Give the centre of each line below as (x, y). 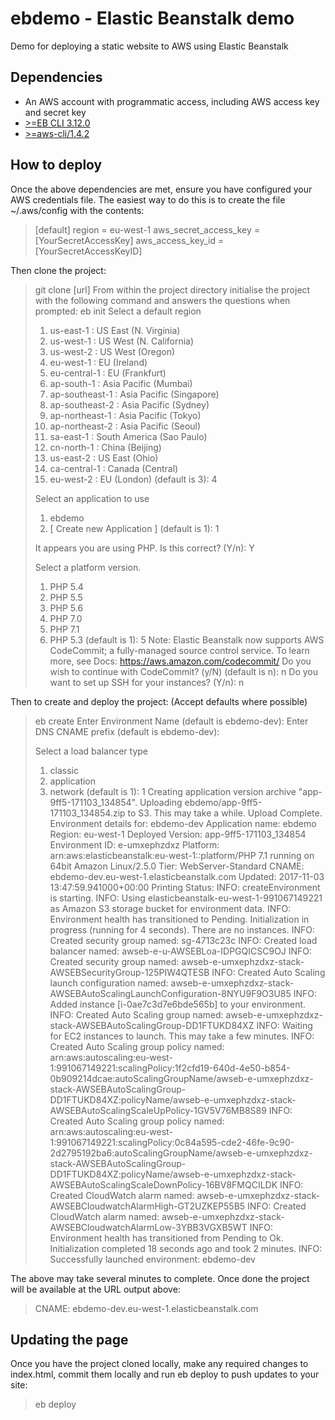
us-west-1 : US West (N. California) (122, 341)
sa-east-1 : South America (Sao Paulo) (128, 436)
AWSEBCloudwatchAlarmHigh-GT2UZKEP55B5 (147, 1206)
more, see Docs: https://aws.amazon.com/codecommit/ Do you (180, 661)
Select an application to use (92, 498)
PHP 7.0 (66, 618)
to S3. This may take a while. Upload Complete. (225, 813)
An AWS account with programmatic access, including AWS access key (172, 101)
